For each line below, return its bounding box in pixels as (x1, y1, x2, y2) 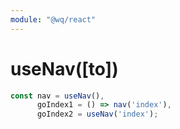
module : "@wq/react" (10, 14, 97, 25)
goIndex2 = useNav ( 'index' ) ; (36, 109, 159, 120)
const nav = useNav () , (10, 91, 105, 101)
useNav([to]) (10, 57, 119, 80)
